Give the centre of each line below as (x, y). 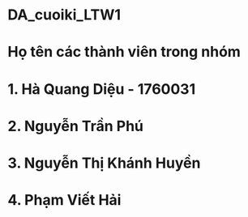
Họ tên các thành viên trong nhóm (124, 52)
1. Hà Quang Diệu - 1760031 (102, 89)
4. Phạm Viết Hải (64, 200)
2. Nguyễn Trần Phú (75, 126)
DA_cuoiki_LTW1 (64, 15)
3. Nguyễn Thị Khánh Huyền (104, 163)
